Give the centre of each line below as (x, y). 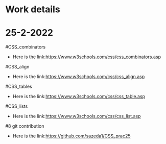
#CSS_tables (19, 87)
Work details (33, 9)
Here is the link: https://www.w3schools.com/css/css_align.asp (79, 77)
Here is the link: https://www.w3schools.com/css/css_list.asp (77, 116)
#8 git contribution (25, 126)
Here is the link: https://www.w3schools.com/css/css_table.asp (79, 97)
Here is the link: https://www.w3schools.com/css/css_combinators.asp (87, 57)
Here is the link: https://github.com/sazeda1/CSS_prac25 (72, 136)
